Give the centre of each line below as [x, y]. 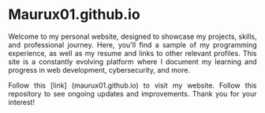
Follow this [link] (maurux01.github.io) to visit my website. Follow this [132, 85]
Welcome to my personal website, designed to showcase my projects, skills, [132, 36]
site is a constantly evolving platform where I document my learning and [132, 62]
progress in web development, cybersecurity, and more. [99, 70]
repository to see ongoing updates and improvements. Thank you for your [132, 93]
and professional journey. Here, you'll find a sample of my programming [132, 44]
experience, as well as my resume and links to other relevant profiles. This [132, 53]
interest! [22, 102]
